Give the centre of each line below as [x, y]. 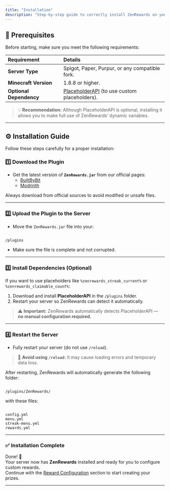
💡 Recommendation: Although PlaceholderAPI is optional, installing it [90, 110]
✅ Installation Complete [35, 445]
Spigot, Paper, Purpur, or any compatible [112, 68]
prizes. [12, 478]
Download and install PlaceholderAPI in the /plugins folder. [75, 296]
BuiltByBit [30, 180]
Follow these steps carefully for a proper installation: [60, 149]
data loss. [28, 363]
